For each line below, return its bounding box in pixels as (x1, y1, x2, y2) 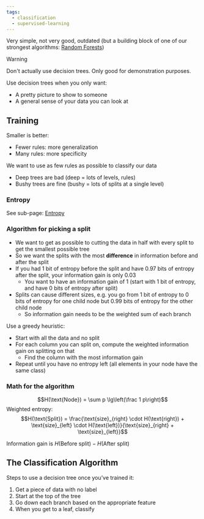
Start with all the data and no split (15, 334, 100, 341)
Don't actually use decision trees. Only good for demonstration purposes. (6, 67, 191, 75)
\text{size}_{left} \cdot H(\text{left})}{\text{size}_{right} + (31, 422, 174, 429)
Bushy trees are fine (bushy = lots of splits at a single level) (15, 180, 164, 188)
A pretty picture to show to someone (15, 91, 108, 99)
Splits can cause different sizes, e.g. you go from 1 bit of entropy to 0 (15, 290, 189, 298)
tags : (6, 9, 20, 15)
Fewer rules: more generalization (15, 143, 98, 151)
